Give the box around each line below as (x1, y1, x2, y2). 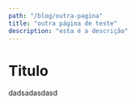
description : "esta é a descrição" (8, 27, 129, 35)
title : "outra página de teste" (8, 19, 117, 27)
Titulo (8, 61, 49, 80)
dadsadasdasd (8, 88, 58, 98)
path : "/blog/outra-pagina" (8, 11, 104, 20)
